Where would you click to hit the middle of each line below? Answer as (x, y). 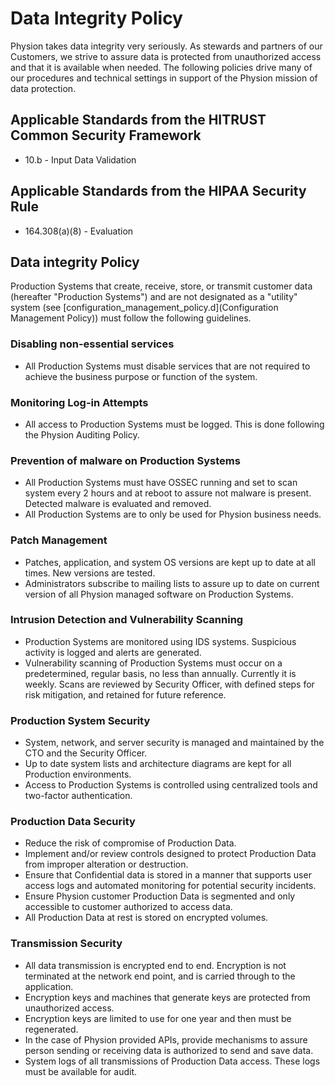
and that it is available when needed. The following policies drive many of (161, 67)
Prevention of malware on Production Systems (125, 460)
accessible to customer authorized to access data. (128, 907)
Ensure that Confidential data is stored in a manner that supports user (168, 875)
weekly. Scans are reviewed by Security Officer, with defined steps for (169, 684)
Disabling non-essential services (92, 344)
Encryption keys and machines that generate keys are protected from (167, 997)
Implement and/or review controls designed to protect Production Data (170, 854)
